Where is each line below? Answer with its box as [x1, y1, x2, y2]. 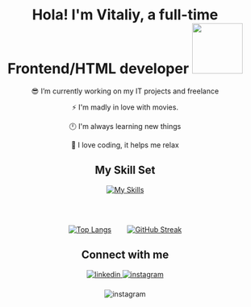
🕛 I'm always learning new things [69, 121, 182, 131]
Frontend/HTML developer [7, 60, 190, 78]
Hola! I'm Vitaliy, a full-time [31, 6, 219, 24]
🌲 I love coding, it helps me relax [71, 139, 179, 150]
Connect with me [81, 248, 169, 262]
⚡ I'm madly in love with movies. [71, 102, 179, 112]
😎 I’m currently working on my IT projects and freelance [31, 86, 220, 96]
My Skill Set [94, 164, 156, 177]
